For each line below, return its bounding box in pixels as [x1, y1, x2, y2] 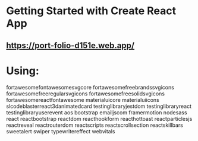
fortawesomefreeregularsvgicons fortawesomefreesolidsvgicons [6, 90, 165, 97]
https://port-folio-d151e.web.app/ [6, 40, 135, 50]
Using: [6, 64, 40, 78]
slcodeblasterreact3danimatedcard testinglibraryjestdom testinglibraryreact [6, 102, 192, 110]
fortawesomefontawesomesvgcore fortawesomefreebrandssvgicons [6, 84, 174, 91]
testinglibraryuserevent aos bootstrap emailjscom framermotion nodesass [6, 108, 187, 116]
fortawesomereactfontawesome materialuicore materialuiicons [6, 96, 159, 103]
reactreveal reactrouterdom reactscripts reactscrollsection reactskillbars [6, 121, 183, 129]
